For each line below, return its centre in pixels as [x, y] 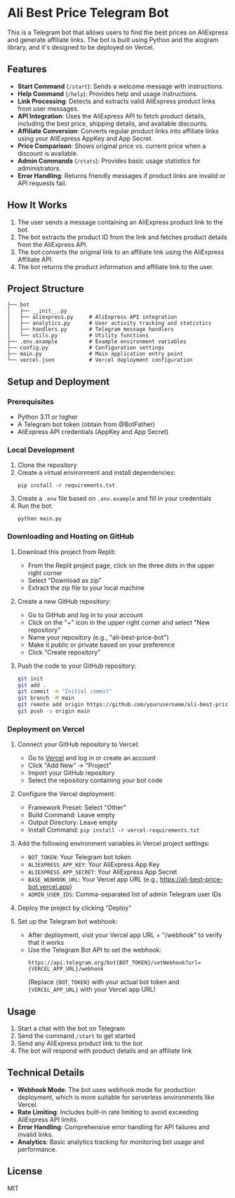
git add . [32, 685]
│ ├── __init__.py [38, 311]
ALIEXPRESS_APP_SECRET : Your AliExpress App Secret [102, 872]
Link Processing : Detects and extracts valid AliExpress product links [116, 101]
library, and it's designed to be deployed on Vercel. [81, 47]
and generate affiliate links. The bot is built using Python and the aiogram [113, 39]
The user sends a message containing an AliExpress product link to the [120, 222]
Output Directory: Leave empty [73, 823]
